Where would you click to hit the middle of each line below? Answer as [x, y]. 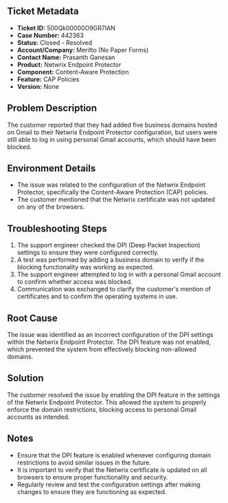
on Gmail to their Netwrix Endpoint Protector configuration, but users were [112, 132]
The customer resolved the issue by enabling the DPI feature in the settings [114, 395]
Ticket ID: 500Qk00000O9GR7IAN [66, 28]
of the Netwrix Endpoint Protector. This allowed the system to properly [107, 402]
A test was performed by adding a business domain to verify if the [111, 260]
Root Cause [33, 318]
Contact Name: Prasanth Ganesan [66, 57]
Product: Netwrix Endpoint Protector [69, 64]
